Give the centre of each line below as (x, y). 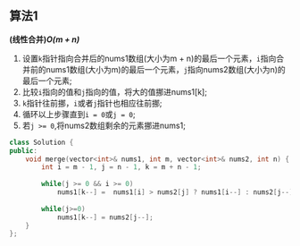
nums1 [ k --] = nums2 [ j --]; (105, 217)
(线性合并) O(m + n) (45, 39)
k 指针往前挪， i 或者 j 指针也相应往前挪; (92, 103)
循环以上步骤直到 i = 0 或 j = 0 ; (79, 114)
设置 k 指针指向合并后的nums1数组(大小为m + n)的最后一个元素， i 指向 (149, 58)
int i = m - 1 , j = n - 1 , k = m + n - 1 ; (121, 167)
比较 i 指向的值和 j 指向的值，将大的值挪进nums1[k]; (115, 91)
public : (24, 150)
